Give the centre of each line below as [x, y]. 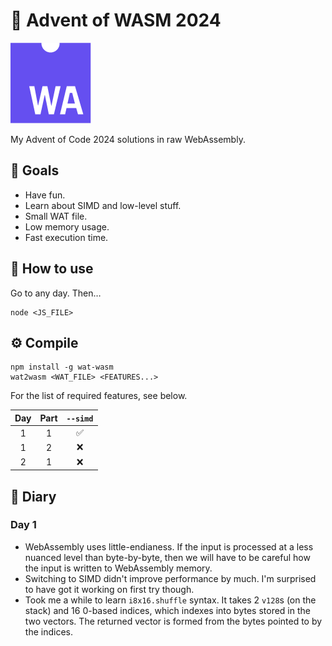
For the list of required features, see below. [99, 396]
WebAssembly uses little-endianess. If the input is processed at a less [169, 546]
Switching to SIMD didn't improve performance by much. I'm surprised [170, 578]
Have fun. [45, 195]
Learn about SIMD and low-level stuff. [103, 205]
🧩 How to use [52, 269]
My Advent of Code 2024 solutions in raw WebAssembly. [128, 139]
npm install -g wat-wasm [62, 367]
